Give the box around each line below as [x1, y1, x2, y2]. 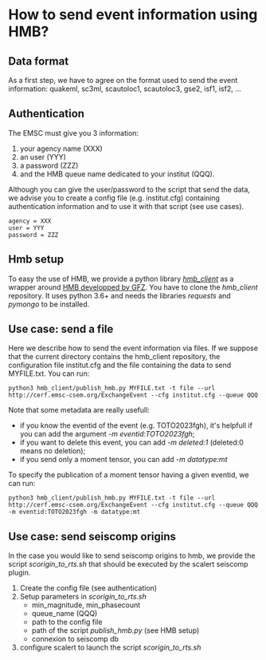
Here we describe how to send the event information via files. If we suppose [8, 343, 259, 353]
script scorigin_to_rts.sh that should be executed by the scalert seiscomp [8, 559, 248, 569]
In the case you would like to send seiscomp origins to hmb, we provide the [8, 551, 256, 560]
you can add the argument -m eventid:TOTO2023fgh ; [19, 429, 195, 439]
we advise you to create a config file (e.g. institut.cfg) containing [8, 193, 221, 203]
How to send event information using [8, 6, 258, 24]
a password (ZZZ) [19, 160, 79, 170]
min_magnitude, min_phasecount [31, 600, 141, 610]
